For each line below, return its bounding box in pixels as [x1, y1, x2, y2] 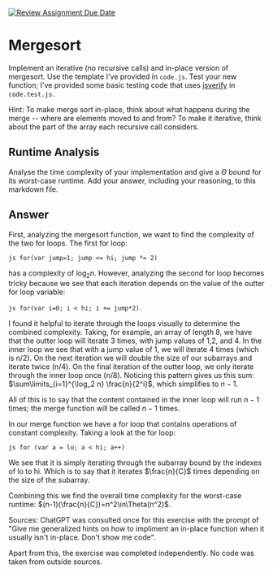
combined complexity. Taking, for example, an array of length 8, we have [8, 328, 253, 337]
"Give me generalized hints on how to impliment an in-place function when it [8, 524, 265, 534]
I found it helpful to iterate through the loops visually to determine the [8, 319, 240, 328]
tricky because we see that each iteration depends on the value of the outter [8, 279, 265, 289]
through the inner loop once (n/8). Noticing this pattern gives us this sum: [8, 371, 254, 380]
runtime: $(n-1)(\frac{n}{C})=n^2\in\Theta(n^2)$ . [8, 500, 171, 510]
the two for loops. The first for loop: [8, 238, 128, 248]
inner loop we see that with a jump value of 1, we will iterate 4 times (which [8, 345, 259, 354]
